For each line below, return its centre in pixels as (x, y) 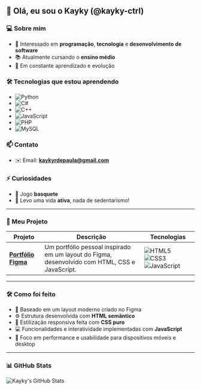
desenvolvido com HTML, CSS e (90, 262)
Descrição (92, 236)
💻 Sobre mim (26, 29)
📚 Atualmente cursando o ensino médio (65, 57)
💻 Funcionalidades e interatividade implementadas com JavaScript (98, 329)
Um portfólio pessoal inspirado (88, 247)
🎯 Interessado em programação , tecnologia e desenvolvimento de (98, 44)
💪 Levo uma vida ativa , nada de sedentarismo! (72, 200)
